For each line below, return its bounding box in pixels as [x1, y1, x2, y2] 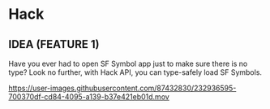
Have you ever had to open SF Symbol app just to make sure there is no [8, 59, 248, 68]
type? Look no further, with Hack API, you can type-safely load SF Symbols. [8, 68, 262, 77]
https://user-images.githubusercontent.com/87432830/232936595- [8, 83, 237, 93]
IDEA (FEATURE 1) [8, 37, 100, 51]
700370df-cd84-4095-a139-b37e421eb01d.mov [8, 92, 170, 102]
